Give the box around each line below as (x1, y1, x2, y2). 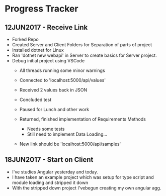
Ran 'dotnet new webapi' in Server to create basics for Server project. (12, 52, 157, 58)
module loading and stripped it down (12, 179, 89, 185)
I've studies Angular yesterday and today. (12, 169, 99, 175)
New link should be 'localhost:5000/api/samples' (19, 141, 121, 147)
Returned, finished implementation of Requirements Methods (19, 116, 146, 122)
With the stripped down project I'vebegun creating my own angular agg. (12, 184, 161, 191)
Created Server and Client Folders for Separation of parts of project (12, 42, 152, 48)
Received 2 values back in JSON (19, 87, 88, 93)
